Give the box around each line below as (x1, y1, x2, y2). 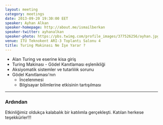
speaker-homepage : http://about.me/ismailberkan (5, 25, 105, 30)
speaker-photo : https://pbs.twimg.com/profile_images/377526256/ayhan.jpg (5, 34, 160, 39)
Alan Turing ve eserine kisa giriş (12, 56, 76, 62)
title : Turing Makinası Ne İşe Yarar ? (5, 43, 86, 48)
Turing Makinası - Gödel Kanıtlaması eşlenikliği (12, 61, 106, 67)
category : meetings (5, 12, 45, 16)
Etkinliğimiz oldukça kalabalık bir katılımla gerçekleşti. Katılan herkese (5, 109, 144, 115)
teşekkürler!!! (5, 114, 32, 120)
